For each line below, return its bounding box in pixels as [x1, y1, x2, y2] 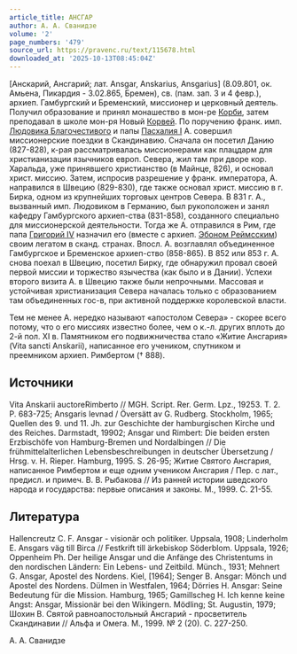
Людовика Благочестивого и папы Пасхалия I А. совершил [9, 126, 232, 136]
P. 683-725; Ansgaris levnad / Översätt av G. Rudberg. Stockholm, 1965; [9, 409, 273, 419]
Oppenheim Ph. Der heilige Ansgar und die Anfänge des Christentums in [9, 551, 273, 563]
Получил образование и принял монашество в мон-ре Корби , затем [9, 107, 269, 117]
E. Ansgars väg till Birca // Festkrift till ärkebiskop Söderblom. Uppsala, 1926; [9, 542, 289, 553]
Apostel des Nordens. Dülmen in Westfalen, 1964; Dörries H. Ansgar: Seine [9, 580, 283, 590]
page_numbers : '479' [9, 37, 86, 47]
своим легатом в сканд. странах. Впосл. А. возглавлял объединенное [9, 238, 275, 249]
